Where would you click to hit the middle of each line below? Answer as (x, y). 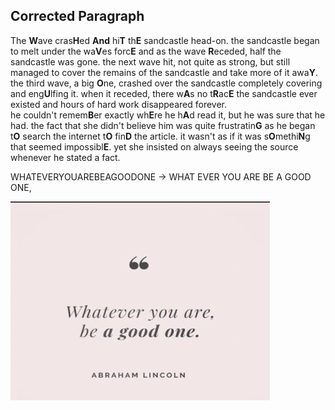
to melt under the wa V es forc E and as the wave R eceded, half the (146, 51)
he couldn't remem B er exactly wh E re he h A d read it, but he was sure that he (168, 115)
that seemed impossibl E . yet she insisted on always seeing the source (154, 146)
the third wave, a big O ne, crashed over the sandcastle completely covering (166, 83)
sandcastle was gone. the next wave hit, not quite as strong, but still (150, 61)
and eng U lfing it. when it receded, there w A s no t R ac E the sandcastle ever (164, 93)
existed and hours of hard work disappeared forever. (118, 104)
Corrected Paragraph (77, 16)
